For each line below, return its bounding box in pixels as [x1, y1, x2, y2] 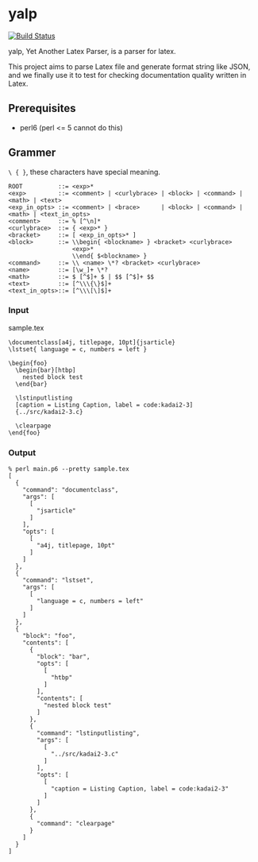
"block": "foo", [22, 632, 77, 640]
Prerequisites [8, 102, 76, 115]
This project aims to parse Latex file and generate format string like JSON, [8, 61, 251, 72]
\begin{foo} [8, 359, 48, 367]
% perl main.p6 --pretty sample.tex [8, 466, 129, 474]
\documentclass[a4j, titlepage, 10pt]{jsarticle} [8, 338, 176, 346]
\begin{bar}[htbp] [15, 366, 77, 374]
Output [8, 446, 37, 458]
